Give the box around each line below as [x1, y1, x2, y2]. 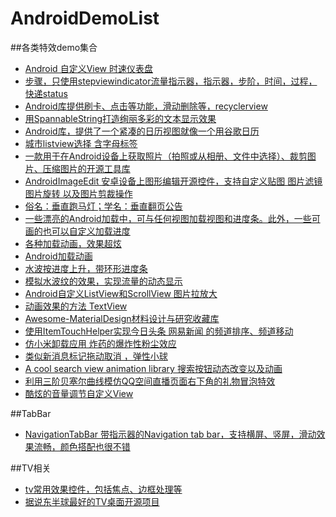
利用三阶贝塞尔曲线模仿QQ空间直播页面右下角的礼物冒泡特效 [24, 375, 276, 387]
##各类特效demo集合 [10, 41, 98, 53]
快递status [24, 87, 68, 99]
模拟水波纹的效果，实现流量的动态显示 [24, 275, 183, 287]
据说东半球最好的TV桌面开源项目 [24, 495, 160, 507]
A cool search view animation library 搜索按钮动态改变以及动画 [24, 362, 283, 374]
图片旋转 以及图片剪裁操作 [24, 187, 133, 199]
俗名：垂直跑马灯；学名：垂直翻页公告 [24, 200, 183, 212]
